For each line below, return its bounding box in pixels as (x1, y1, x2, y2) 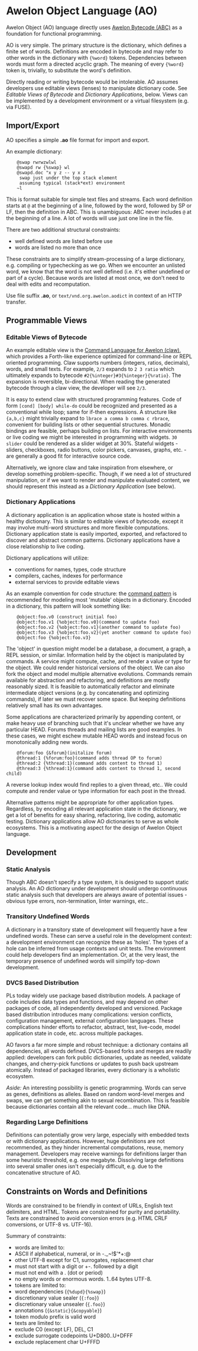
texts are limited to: (14, 1320, 62, 1327)
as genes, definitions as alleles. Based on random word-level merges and (6, 1091, 185, 1098)
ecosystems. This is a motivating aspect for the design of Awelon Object (6, 824, 183, 831)
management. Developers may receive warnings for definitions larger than (6, 1150, 187, 1157)
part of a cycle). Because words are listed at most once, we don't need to (6, 274, 185, 281)
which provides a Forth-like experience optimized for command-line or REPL (6, 353, 193, 360)
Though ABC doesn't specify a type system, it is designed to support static (6, 879, 189, 886)
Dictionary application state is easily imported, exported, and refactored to (6, 530, 187, 537)
